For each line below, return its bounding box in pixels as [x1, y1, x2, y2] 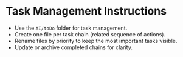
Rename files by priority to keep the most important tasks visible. [14, 37, 178, 44]
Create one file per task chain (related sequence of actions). [14, 30, 165, 38]
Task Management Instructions [5, 4, 167, 18]
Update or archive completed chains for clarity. [14, 44, 133, 51]
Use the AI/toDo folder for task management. [14, 24, 128, 32]
